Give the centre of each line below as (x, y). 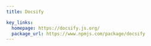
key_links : (20, 22)
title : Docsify (25, 12)
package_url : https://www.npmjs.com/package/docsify (78, 33)
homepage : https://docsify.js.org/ (56, 28)
